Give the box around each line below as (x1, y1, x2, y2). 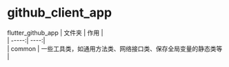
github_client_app (7, 5, 112, 21)
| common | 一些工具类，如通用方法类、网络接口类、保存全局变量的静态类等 (7, 44, 223, 52)
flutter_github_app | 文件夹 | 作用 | (7, 28, 103, 37)
